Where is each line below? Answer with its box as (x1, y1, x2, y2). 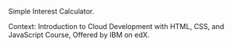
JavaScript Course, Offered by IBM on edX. (8, 31, 150, 39)
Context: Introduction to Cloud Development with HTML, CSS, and (8, 22, 225, 31)
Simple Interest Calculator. (8, 7, 95, 16)
